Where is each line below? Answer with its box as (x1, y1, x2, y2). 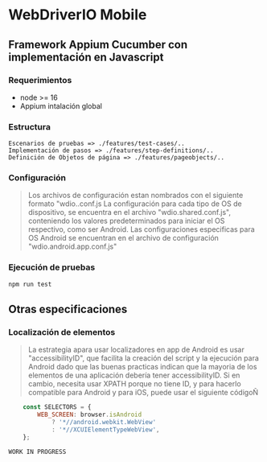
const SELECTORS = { (23, 403, 92, 411)
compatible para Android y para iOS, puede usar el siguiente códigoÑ (27, 388, 259, 398)
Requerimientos (8, 74, 72, 85)
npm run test (8, 280, 52, 288)
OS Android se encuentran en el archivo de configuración (27, 233, 220, 243)
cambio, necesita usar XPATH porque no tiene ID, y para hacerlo (27, 379, 241, 389)
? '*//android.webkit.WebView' (51, 419, 157, 427)
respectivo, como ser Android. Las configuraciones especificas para (27, 225, 255, 234)
